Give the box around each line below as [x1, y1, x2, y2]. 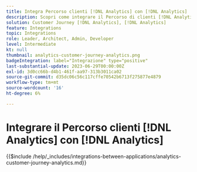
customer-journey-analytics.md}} [6, 159, 87, 166]
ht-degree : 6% [6, 90, 41, 96]
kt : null [6, 47, 28, 53]
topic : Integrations [6, 31, 57, 36]
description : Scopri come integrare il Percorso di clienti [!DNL [6, 14, 172, 20]
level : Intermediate [6, 42, 57, 48]
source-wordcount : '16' [6, 85, 64, 91]
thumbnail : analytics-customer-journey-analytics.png [6, 52, 141, 58]
